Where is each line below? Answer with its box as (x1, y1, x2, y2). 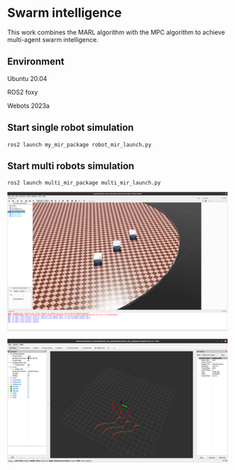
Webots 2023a (7, 101, 50, 110)
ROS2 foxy (7, 87, 38, 96)
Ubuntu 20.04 (7, 74, 48, 83)
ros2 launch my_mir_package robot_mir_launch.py (7, 141, 152, 148)
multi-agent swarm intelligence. (7, 35, 99, 43)
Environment (7, 56, 65, 68)
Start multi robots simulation (7, 159, 135, 172)
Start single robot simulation (7, 122, 134, 134)
